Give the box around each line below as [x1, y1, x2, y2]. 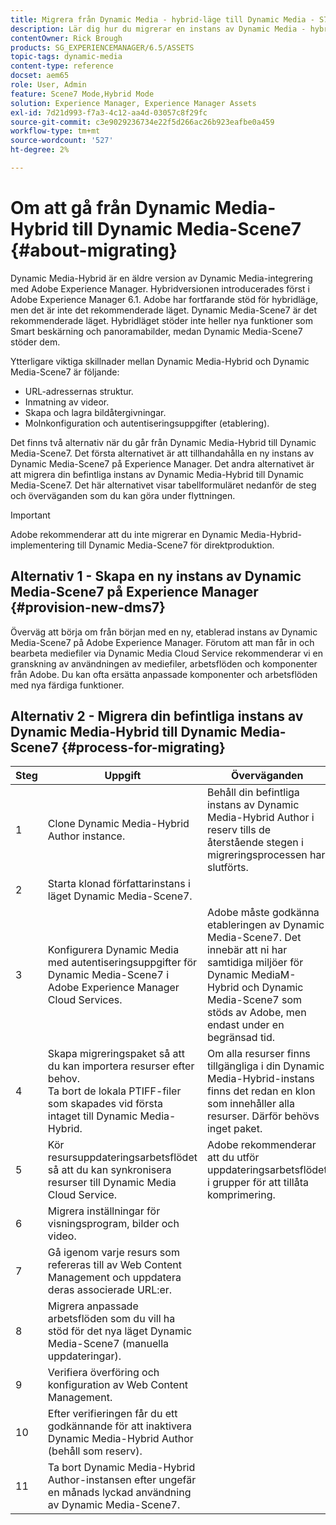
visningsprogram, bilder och [47, 1217, 180, 1231]
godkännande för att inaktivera [47, 1419, 192, 1433]
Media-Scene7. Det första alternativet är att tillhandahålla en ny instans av [10, 447, 315, 459]
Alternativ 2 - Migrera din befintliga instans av [10, 708, 304, 725]
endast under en [206, 1018, 285, 1032]
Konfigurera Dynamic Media [47, 943, 180, 957]
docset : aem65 [10, 71, 70, 81]
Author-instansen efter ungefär [47, 1473, 197, 1487]
